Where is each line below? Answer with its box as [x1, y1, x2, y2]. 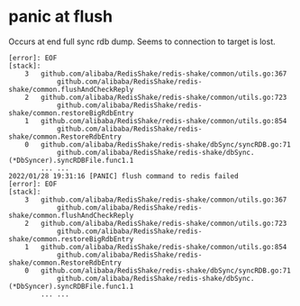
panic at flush [8, 6, 114, 27]
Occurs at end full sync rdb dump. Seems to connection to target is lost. [8, 36, 276, 47]
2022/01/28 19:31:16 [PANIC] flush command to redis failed [8, 171, 240, 181]
